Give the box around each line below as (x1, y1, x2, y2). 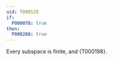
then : (6, 25, 20, 32)
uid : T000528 (6, 8, 39, 15)
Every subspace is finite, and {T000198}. (6, 48, 108, 55)
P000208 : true (11, 31, 47, 37)
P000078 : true (11, 20, 47, 26)
